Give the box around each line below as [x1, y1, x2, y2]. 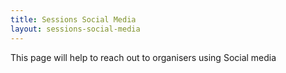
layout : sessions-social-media [10, 24, 141, 34]
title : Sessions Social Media [10, 14, 137, 25]
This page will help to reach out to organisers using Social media [10, 51, 277, 63]
